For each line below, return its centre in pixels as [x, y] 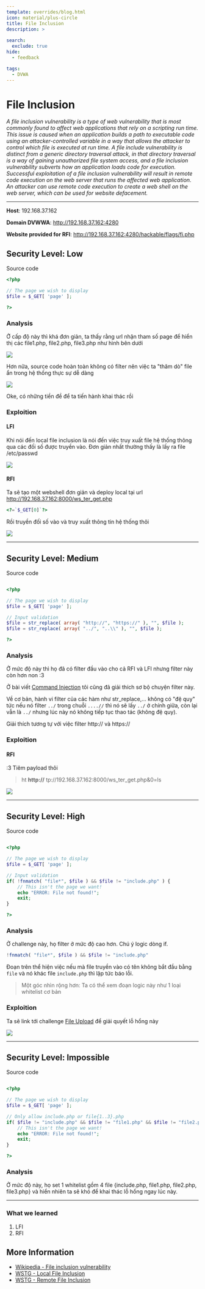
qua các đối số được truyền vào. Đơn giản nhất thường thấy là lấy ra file [96, 447]
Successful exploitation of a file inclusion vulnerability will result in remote [99, 174]
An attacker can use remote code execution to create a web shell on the [97, 187]
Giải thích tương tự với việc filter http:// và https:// [68, 724]
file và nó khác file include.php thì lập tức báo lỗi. [70, 974]
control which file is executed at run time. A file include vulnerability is [95, 148]
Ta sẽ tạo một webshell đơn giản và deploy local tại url [75, 492]
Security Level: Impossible [58, 1057]
